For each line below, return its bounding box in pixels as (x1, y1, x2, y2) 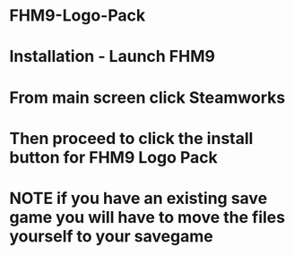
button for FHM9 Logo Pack (9, 147, 218, 167)
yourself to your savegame (9, 225, 213, 246)
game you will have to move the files (9, 207, 285, 227)
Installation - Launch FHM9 (9, 47, 215, 67)
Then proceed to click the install (9, 128, 254, 149)
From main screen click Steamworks (9, 87, 286, 107)
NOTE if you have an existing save (9, 188, 268, 208)
